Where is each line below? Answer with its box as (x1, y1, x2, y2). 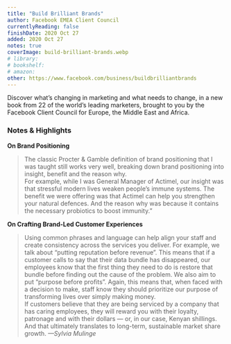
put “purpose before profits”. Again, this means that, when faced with (24, 277, 223, 286)
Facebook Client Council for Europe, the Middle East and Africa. (7, 108, 190, 117)
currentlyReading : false (7, 23, 79, 30)
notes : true (7, 42, 42, 49)
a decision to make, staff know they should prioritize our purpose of (24, 285, 219, 293)
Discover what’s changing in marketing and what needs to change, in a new (7, 94, 223, 102)
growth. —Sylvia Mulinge (24, 329, 96, 337)
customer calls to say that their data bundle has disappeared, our (24, 255, 211, 264)
